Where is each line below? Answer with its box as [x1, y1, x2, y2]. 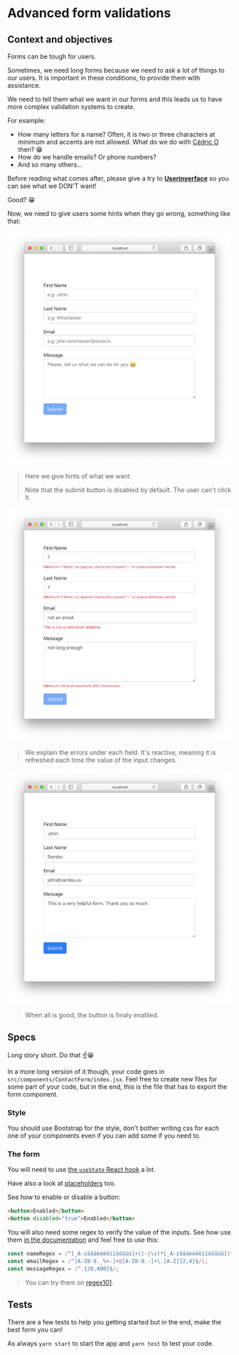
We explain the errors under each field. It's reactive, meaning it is [24, 748, 216, 757]
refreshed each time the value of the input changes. [24, 756, 177, 765]
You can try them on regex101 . [24, 1278, 114, 1287]
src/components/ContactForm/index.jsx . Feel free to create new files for [7, 1074, 218, 1083]
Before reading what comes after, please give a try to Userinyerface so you [7, 174, 230, 182]
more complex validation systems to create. [7, 103, 135, 111]
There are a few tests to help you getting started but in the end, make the [7, 1317, 222, 1326]
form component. [7, 1089, 58, 1098]
